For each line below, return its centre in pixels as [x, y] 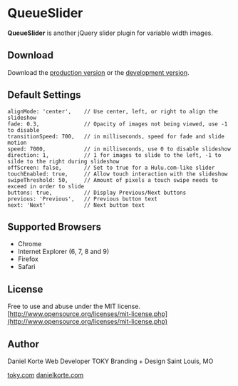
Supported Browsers [55, 227]
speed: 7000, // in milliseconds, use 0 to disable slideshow [119, 149]
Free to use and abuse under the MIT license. [74, 306]
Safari [26, 267]
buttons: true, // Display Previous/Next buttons [97, 193]
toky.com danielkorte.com [46, 375]
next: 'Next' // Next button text [76, 205]
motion [17, 143]
